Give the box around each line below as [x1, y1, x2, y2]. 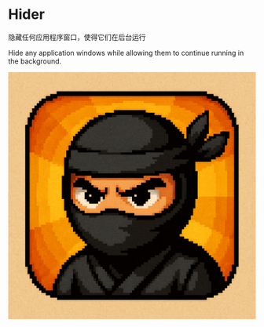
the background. [8, 56, 62, 66]
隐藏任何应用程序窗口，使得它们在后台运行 [8, 32, 146, 42]
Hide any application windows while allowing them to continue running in [8, 48, 244, 57]
